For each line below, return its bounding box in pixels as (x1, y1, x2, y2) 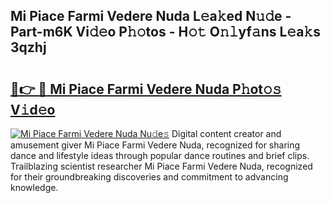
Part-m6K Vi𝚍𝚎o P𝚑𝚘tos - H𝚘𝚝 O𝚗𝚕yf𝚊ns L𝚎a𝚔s (10, 24, 321, 41)
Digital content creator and (171, 128, 282, 139)
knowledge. (10, 182, 59, 193)
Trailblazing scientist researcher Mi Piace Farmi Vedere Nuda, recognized (10, 160, 313, 172)
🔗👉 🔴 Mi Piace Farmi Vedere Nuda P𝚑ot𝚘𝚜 (10, 80, 282, 98)
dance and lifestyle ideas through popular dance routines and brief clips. (10, 150, 310, 161)
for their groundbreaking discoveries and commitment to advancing (10, 171, 289, 183)
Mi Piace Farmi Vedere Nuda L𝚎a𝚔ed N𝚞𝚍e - (10, 8, 292, 25)
